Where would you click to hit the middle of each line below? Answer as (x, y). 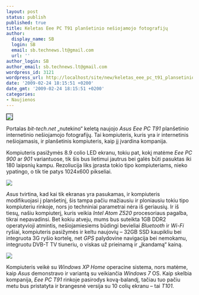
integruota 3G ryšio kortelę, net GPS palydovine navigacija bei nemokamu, (97, 238)
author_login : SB (28, 61)
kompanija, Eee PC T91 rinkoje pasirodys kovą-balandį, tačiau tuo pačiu (93, 280)
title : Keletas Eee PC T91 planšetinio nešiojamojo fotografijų (87, 28)
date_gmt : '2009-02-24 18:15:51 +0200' (55, 89)
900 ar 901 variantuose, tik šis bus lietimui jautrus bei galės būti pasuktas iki (99, 159)
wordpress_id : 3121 (30, 72)
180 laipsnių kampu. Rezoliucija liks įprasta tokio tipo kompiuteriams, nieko (97, 165)
